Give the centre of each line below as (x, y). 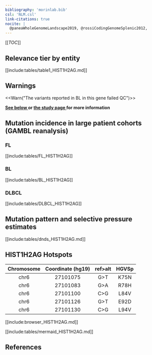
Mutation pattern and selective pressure (69, 219)
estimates (21, 227)
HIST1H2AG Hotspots (39, 255)
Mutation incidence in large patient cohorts (74, 123)
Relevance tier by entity (43, 58)
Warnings (21, 86)
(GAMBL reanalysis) (37, 131)
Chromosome (24, 269)
